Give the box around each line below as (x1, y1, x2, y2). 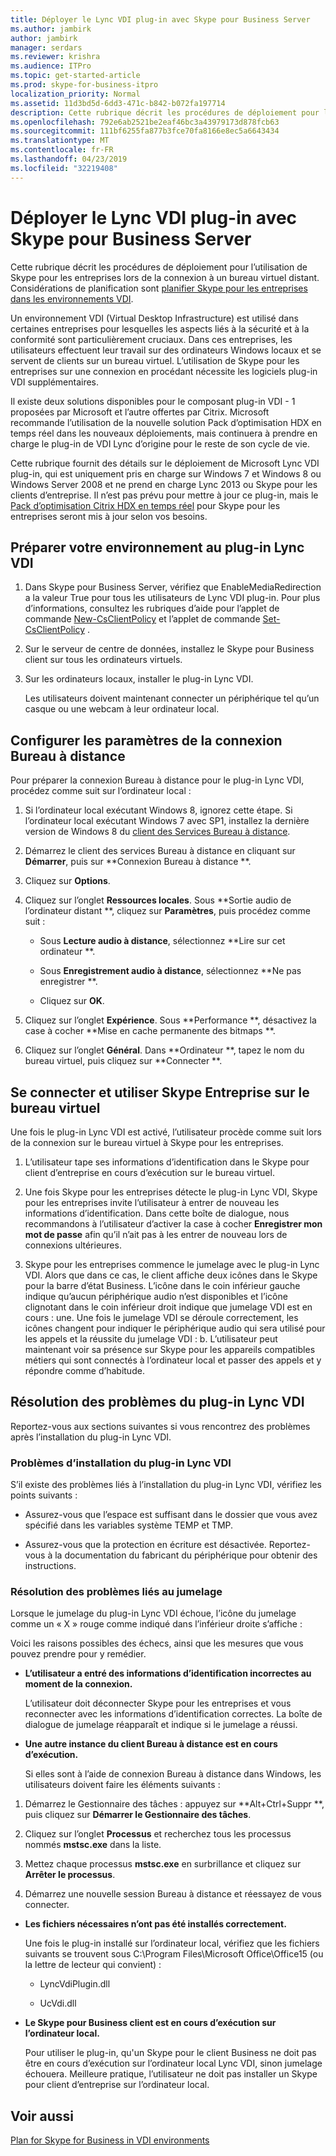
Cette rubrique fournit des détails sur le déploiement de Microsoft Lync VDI (10, 457, 320, 469)
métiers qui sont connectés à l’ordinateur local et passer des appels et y (24, 1354, 322, 1366)
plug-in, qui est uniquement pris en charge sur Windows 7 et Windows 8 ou (10, 467, 322, 480)
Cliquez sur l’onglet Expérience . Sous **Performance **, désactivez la (24, 1014, 317, 1026)
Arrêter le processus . (24, 1869, 116, 1881)
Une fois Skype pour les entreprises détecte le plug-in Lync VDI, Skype (24, 1186, 318, 1198)
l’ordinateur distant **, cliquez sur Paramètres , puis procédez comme (24, 905, 311, 917)
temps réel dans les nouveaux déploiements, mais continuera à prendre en (10, 427, 318, 439)
